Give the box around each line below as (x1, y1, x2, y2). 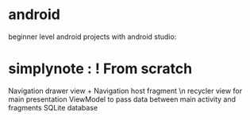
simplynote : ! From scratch (8, 60, 193, 78)
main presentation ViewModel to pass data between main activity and (8, 94, 237, 104)
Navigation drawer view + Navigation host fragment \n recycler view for (8, 86, 243, 95)
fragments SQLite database (8, 103, 98, 112)
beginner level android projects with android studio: (8, 32, 177, 41)
